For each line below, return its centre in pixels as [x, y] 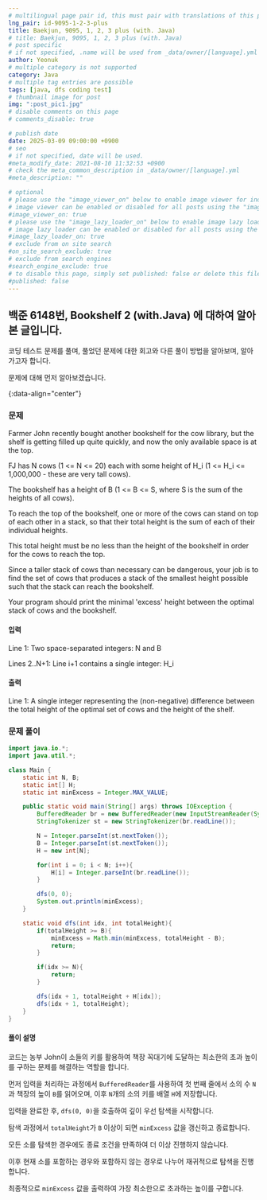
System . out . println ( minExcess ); [91, 902]
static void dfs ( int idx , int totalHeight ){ [97, 923]
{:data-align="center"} [45, 394]
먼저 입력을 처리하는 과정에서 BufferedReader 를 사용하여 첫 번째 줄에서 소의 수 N [132, 1084]
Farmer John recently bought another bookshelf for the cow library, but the [131, 434]
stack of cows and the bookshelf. [63, 610]
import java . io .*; [39, 749]
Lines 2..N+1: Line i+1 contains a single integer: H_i [91, 663]
